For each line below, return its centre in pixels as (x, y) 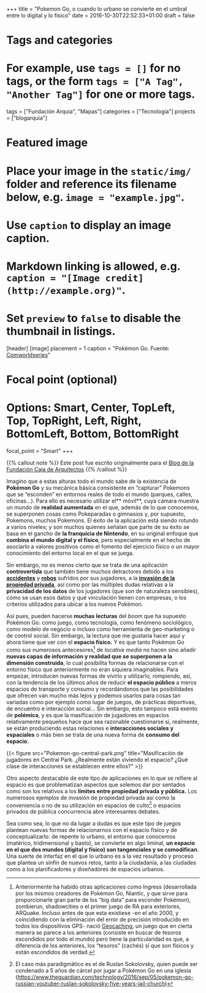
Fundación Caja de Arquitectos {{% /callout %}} (67, 469)
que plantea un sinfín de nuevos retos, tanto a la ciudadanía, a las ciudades (101, 863)
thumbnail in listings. (61, 332)
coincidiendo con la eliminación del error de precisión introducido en (102, 920)
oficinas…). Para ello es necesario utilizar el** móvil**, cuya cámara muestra (103, 501)
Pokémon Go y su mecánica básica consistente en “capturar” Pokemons (98, 487)
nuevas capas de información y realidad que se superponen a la (90, 656)
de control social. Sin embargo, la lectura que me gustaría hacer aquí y (96, 635)
